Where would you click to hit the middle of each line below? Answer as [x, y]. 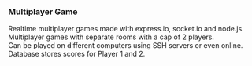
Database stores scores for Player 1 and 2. [77, 54]
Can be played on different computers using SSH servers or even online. [126, 46]
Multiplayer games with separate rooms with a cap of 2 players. [111, 37]
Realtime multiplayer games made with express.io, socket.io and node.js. [126, 29]
